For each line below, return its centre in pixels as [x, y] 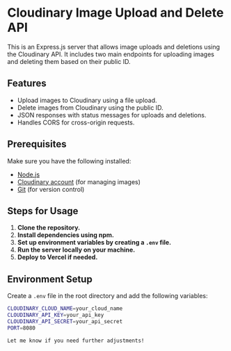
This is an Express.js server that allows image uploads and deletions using [114, 47]
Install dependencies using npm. [66, 235]
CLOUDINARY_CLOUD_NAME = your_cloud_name [65, 309]
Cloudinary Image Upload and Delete [115, 13]
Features [27, 84]
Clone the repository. [49, 228]
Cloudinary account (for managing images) [79, 181]
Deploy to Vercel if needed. [57, 257]
